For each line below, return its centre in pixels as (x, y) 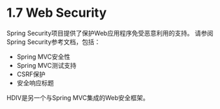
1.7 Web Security (57, 13)
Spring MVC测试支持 (47, 65)
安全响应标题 (35, 82)
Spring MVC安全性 (43, 57)
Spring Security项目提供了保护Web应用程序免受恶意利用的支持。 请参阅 (110, 33)
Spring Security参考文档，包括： (54, 42)
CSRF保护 (31, 74)
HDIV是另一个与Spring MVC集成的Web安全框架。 (78, 97)
